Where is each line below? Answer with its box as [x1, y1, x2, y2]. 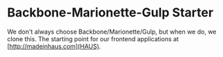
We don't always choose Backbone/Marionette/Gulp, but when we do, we [7, 27, 217, 36]
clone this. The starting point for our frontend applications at [7, 34, 180, 43]
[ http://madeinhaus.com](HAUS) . [7, 42, 101, 50]
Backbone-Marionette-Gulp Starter [7, 5, 214, 21]
